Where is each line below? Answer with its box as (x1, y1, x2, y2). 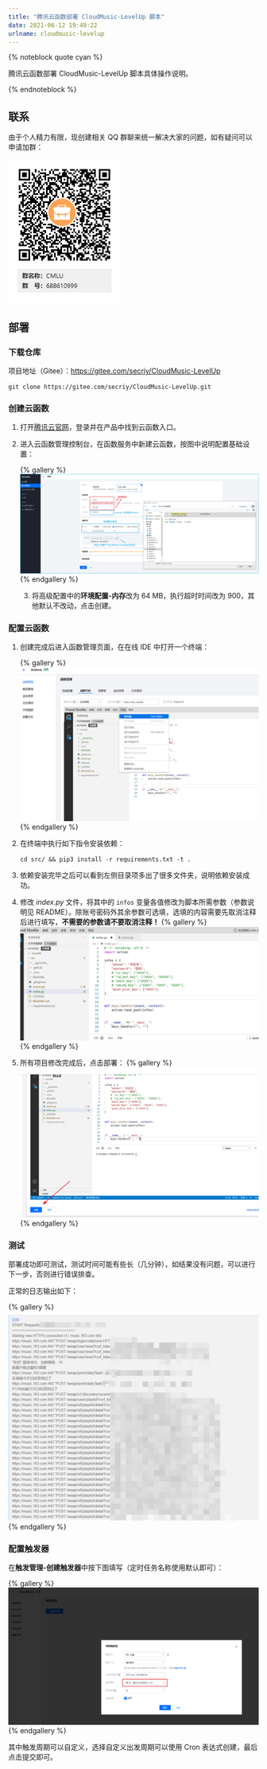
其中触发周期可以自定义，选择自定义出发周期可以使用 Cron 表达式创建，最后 (8, 1743, 258, 1752)
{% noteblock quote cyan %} (8, 53, 103, 62)
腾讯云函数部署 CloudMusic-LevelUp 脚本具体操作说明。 (8, 68, 193, 79)
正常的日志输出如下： (8, 1286, 78, 1296)
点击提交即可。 (8, 1752, 57, 1762)
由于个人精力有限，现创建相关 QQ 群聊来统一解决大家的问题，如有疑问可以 (8, 132, 253, 142)
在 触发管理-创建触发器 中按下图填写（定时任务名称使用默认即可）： (8, 1562, 224, 1572)
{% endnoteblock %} (8, 84, 77, 95)
